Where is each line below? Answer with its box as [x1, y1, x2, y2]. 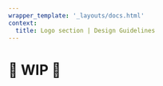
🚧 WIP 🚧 [8, 61, 62, 79]
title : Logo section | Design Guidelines [15, 26, 156, 34]
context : [8, 19, 38, 27]
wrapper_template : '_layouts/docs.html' [8, 11, 145, 20]
